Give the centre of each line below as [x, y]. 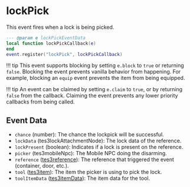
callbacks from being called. [40, 102]
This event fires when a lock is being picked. [60, 27]
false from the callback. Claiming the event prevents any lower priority [92, 96]
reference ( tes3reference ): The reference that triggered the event [94, 159]
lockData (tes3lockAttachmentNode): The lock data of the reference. [98, 141]
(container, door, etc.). [42, 166]
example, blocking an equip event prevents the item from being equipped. [96, 78]
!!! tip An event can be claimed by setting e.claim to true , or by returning [94, 89]
